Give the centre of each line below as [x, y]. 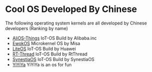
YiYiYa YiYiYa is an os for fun [42, 64]
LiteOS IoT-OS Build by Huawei [44, 48]
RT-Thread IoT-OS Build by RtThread [50, 54]
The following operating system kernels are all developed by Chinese [76, 23]
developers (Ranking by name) [37, 28]
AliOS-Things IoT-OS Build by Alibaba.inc [55, 38]
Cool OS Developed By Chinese [71, 9]
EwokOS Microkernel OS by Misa [46, 43]
